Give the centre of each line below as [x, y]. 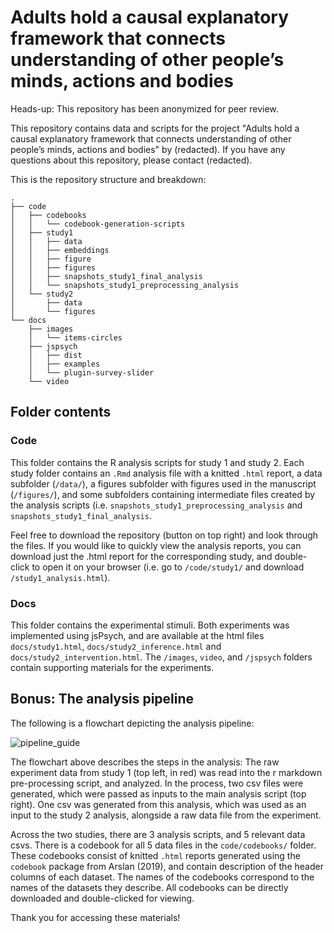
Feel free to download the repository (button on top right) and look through [164, 535]
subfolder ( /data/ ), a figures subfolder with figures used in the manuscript [163, 483]
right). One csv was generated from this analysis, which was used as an [158, 804]
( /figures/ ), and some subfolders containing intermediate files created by [163, 494]
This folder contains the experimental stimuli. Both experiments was [150, 625]
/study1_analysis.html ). [60, 577]
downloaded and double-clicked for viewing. [102, 898]
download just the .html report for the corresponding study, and [141, 556]
